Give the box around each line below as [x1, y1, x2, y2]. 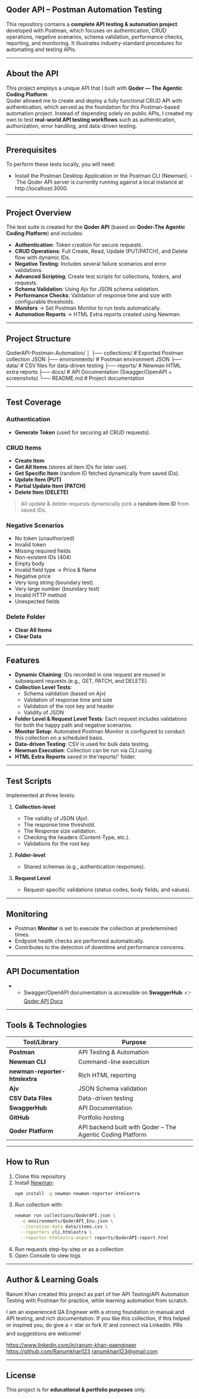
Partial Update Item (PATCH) [14, 483, 86, 490]
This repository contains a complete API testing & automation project [6, 20, 178, 27]
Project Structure [6, 333, 71, 344]
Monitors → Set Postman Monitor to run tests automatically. [14, 304, 161, 311]
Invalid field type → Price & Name [14, 566, 97, 574]
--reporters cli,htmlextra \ [20, 1230, 92, 1236]
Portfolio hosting [78, 1113, 124, 1121]
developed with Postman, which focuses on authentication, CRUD [6, 27, 167, 34]
